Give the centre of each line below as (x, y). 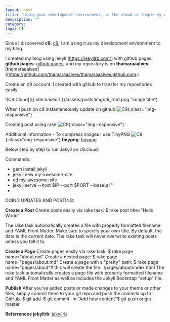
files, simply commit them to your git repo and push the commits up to (78, 294)
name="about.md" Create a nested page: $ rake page (61, 257)
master (13, 304)
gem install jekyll (30, 169)
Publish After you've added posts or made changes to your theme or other (83, 288)
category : (16, 24)
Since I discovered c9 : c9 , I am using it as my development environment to (83, 43)
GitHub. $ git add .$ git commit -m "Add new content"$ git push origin (78, 299)
